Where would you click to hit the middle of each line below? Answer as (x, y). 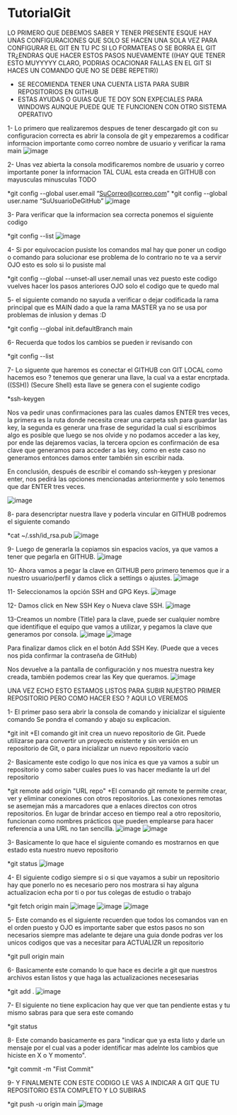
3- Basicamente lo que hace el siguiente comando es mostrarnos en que (113, 842)
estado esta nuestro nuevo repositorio (63, 850)
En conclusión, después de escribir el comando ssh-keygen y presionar (112, 471)
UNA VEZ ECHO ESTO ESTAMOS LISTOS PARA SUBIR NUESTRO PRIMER (114, 691)
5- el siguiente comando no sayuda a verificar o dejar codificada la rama (113, 300)
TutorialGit (39, 13)
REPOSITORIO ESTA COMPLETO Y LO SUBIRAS (77, 1090)
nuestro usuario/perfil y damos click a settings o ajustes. (90, 578)
